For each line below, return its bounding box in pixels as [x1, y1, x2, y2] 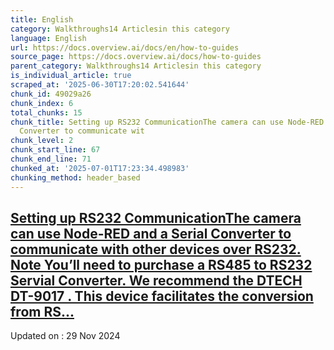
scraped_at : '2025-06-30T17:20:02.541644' [10, 80, 190, 90]
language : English [10, 33, 87, 43]
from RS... [10, 303, 75, 320]
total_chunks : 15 [10, 107, 83, 118]
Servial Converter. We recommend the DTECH [10, 272, 303, 289]
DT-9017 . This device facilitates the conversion [10, 287, 314, 305]
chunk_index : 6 [10, 98, 74, 108]
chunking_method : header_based [10, 172, 141, 183]
